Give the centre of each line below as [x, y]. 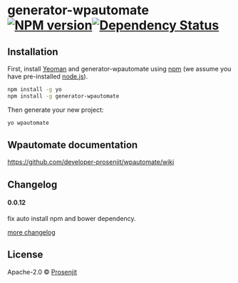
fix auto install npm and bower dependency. [72, 219]
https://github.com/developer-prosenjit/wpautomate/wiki [91, 162]
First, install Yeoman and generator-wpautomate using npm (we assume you [119, 69]
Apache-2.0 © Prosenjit [42, 272]
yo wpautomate [29, 123]
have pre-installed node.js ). [48, 76]
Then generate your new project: [56, 110]
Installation [33, 52]
